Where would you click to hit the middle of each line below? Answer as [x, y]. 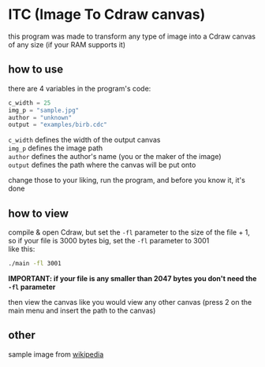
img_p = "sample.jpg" [44, 110]
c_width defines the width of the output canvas [84, 140]
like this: [22, 249]
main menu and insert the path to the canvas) [82, 310]
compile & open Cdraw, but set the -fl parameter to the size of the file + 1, [129, 232]
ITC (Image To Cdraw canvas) [107, 15]
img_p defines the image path [56, 148]
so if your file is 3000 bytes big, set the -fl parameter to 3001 [109, 241]
